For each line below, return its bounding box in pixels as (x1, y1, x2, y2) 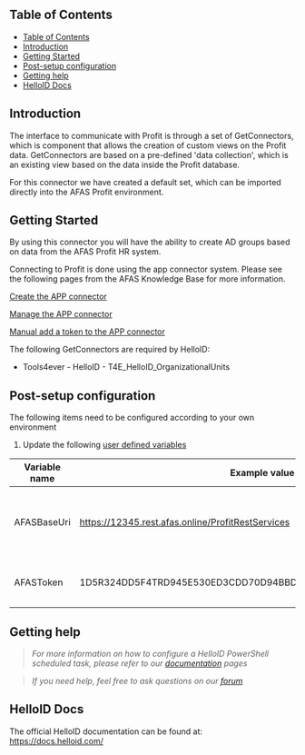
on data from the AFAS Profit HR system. (9, 246, 162, 257)
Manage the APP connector (9, 309, 113, 320)
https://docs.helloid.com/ (9, 735, 104, 746)
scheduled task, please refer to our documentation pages (31, 658, 248, 669)
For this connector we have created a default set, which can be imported (9, 176, 281, 187)
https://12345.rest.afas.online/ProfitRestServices (79, 516, 290, 529)
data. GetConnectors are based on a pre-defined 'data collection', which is (9, 149, 289, 160)
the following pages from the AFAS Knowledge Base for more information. (9, 273, 286, 284)
